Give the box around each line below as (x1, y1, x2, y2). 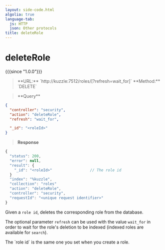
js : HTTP (9, 21, 28, 26)
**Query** (17, 93, 41, 99)
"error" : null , (9, 158, 41, 163)
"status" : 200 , (9, 154, 41, 159)
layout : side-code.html (5, 7, 55, 12)
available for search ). (5, 229, 48, 235)
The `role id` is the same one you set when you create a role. (5, 239, 130, 245)
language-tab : (5, 16, 35, 21)
